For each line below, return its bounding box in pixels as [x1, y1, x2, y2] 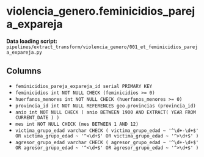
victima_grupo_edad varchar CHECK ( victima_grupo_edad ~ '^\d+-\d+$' [15, 127, 199, 134]
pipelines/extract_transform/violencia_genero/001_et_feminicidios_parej [6, 44, 199, 50]
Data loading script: [6, 37, 58, 45]
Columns [6, 66, 42, 76]
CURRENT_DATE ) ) [15, 114, 60, 120]
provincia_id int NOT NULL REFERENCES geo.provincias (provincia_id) [15, 103, 197, 109]
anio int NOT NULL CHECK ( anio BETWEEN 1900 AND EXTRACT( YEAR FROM [15, 109, 197, 115]
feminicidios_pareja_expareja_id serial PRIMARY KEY [15, 83, 153, 89]
